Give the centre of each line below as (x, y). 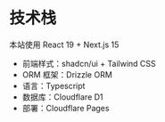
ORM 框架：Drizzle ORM (67, 74)
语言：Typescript (54, 85)
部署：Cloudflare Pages (66, 108)
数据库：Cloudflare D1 (63, 97)
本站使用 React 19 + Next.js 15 (64, 45)
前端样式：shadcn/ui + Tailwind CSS (89, 63)
